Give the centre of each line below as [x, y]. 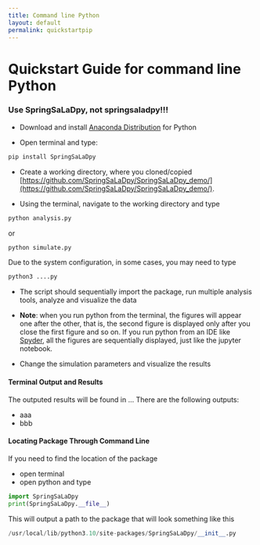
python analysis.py [40, 218]
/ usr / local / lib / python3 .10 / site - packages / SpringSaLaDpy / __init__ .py [122, 533]
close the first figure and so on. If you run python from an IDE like [125, 332]
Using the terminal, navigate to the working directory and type [120, 203]
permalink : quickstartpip [50, 30]
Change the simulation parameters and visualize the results [115, 364]
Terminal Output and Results [56, 382]
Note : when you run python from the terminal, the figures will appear [130, 316]
